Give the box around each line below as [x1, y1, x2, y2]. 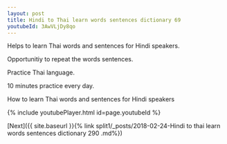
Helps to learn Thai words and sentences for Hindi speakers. [7, 42, 180, 50]
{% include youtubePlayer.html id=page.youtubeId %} [7, 108, 161, 117]
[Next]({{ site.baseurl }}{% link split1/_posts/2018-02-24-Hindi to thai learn [7, 122, 221, 130]
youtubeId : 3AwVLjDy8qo [7, 23, 76, 30]
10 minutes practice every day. [7, 82, 95, 90]
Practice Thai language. [7, 68, 75, 76]
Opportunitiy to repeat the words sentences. [7, 55, 134, 63]
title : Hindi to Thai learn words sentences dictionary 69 [7, 17, 181, 23]
